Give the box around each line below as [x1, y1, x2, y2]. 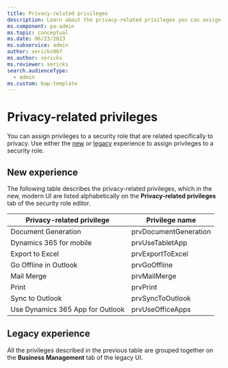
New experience [7, 166, 79, 178]
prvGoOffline [131, 261, 173, 270]
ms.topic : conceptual [7, 29, 69, 36]
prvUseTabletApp [131, 238, 188, 247]
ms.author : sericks [7, 55, 63, 62]
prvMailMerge [131, 272, 177, 280]
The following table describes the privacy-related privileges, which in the [7, 185, 212, 192]
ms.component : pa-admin [7, 23, 75, 29]
